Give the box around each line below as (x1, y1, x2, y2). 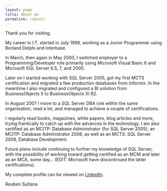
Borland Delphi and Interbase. (5, 45, 66, 51)
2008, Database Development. (5, 136, 68, 142)
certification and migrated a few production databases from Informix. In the (5, 80, 160, 86)
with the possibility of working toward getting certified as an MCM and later (5, 151, 161, 157)
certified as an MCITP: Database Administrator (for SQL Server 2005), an (5, 126, 156, 132)
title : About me (5, 12, 39, 17)
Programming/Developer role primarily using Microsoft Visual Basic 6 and (5, 60, 156, 66)
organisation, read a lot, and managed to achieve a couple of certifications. (5, 105, 160, 112)
